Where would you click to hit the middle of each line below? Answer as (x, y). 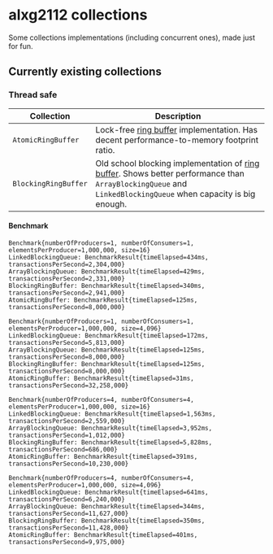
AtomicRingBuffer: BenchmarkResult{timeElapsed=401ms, (103, 534)
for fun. (21, 46)
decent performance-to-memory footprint (177, 140)
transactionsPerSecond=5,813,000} (67, 342)
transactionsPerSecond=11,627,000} (69, 513)
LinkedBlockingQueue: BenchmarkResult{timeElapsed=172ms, (108, 335)
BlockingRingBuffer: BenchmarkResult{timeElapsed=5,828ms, (110, 442)
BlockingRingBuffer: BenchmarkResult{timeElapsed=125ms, (107, 364)
